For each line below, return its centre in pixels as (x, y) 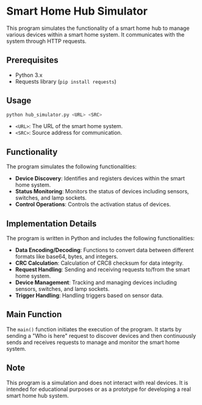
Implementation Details (52, 224)
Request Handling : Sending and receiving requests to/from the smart (103, 270)
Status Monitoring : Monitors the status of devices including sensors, (102, 192)
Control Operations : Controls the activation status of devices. (93, 204)
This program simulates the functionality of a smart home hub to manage (98, 28)
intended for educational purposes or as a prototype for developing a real (99, 389)
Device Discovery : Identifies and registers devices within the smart (100, 179)
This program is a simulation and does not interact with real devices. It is (97, 382)
